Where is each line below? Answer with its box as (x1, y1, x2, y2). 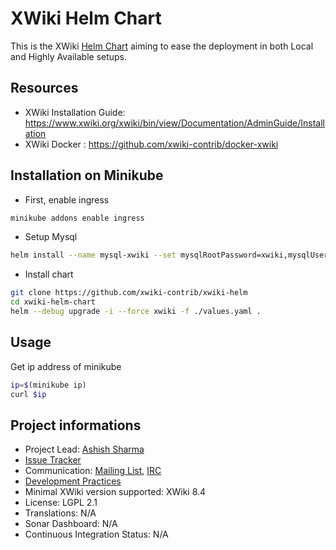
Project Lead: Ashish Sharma (24, 443, 145, 456)
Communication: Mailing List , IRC (24, 465, 162, 477)
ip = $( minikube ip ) (10, 380, 87, 390)
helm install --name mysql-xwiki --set (10, 250, 177, 261)
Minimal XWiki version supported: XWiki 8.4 (24, 486, 207, 498)
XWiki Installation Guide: (24, 106, 126, 118)
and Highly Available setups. (10, 50, 128, 62)
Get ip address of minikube (10, 360, 122, 372)
